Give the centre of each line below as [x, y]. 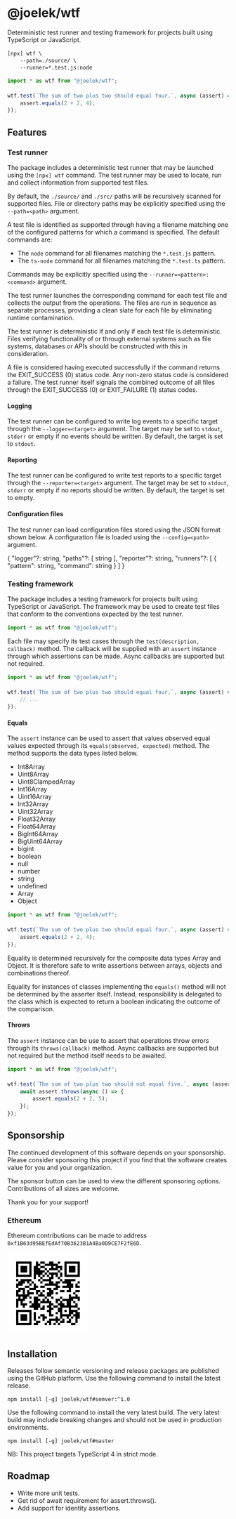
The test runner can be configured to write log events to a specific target [113, 421]
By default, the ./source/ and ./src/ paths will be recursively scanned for [114, 196]
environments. [28, 1427]
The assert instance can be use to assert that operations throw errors [108, 1040]
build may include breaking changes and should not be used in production [115, 1419]
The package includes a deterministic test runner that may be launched [111, 167]
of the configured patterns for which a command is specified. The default [113, 232]
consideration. [28, 354]
